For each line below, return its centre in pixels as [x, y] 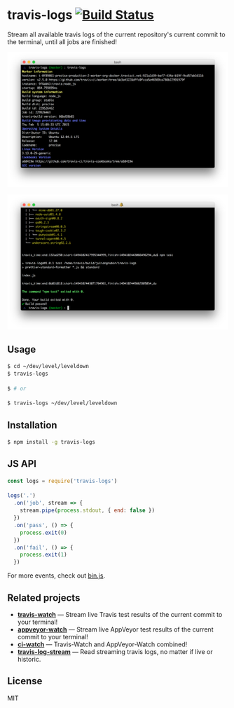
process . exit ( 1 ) [44, 555]
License [25, 681]
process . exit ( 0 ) [44, 533]
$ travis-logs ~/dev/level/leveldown [62, 403]
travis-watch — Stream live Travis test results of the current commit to [120, 614]
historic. [29, 659]
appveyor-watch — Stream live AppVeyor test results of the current [115, 629]
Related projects [44, 598]
